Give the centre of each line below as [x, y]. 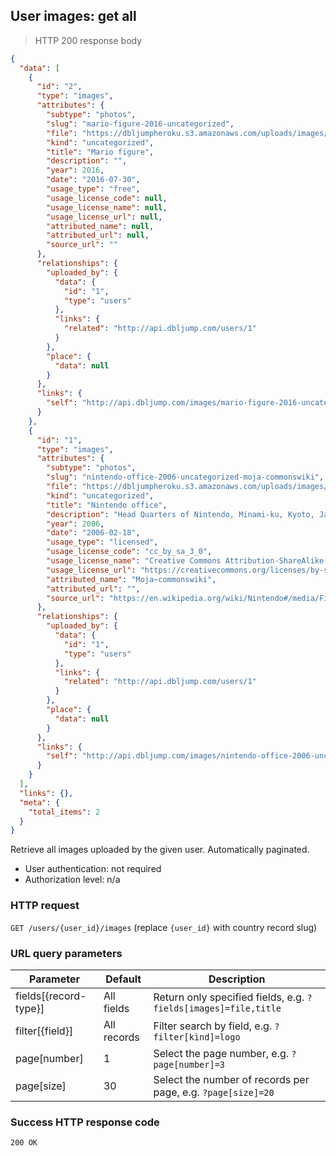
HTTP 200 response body [88, 40]
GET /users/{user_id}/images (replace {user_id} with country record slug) [164, 927]
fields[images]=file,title [217, 1008]
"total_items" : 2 [64, 812]
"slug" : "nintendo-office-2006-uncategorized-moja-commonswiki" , [185, 477]
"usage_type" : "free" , [93, 189]
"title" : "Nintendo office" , [107, 505]
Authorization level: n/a [72, 880]
